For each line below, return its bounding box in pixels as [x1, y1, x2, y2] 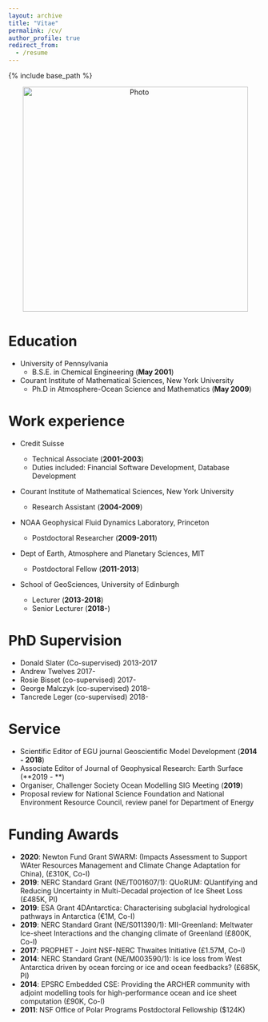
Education [8, 333, 78, 350]
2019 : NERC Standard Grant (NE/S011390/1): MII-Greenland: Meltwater [19, 920, 254, 929]
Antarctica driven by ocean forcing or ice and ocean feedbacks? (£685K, [19, 962, 261, 972]
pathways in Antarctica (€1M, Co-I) [19, 911, 136, 920]
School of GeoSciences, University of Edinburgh [19, 579, 180, 589]
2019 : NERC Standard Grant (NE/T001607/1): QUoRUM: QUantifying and [19, 877, 258, 887]
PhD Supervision [8, 632, 122, 650]
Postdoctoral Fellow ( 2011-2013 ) [31, 564, 140, 573]
